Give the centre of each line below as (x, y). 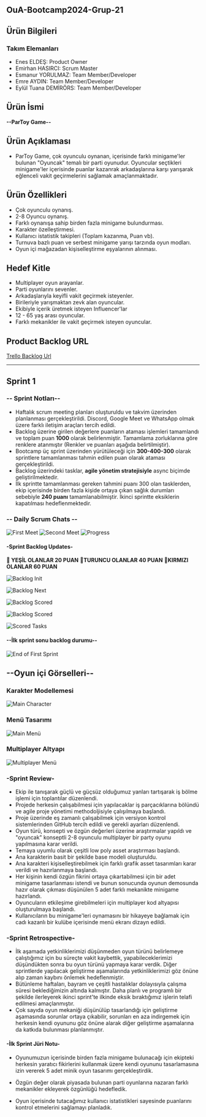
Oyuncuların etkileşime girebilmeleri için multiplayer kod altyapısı (97, 903)
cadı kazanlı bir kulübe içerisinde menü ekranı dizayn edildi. (90, 922)
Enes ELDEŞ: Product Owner (51, 62)
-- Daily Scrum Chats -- (42, 519)
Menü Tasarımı (29, 720)
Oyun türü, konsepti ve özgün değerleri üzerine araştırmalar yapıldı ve (103, 831)
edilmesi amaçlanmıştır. (45, 1003)
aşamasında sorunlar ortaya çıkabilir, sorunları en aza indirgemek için (102, 1017)
